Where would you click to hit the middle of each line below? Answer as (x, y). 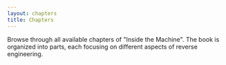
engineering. (25, 54)
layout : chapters (32, 13)
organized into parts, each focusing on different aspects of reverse (103, 47)
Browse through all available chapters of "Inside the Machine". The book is (113, 39)
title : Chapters (30, 20)
